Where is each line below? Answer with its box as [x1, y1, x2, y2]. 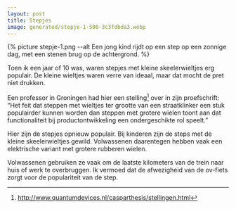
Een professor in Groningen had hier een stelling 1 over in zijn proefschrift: [7, 92, 220, 102]
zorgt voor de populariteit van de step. [7, 173, 118, 182]
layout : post [7, 10, 46, 18]
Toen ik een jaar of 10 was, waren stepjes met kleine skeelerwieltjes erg [7, 64, 215, 72]
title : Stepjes [7, 17, 52, 24]
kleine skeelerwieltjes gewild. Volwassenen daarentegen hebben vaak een [7, 137, 223, 146]
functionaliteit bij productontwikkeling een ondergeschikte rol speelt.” [7, 116, 209, 125]
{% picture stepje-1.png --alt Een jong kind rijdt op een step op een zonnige [7, 43, 227, 51]
